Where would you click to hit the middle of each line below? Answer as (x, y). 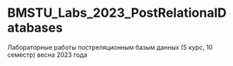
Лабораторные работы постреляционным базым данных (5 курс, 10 (110, 47)
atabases (35, 28)
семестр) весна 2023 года (47, 55)
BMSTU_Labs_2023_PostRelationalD (117, 13)
